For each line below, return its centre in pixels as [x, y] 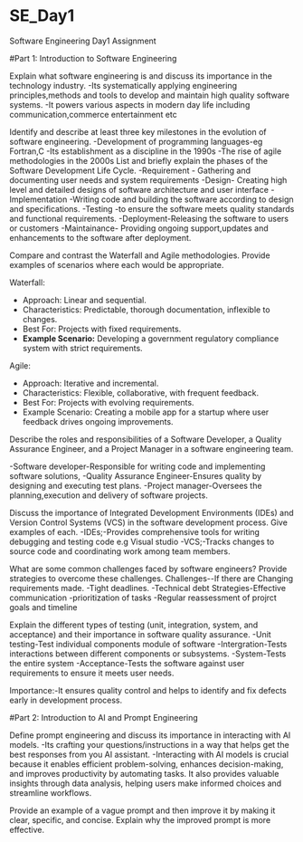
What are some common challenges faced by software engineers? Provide [148, 569]
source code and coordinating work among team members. [120, 551]
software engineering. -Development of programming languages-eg [136, 141]
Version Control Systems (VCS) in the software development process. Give [148, 522]
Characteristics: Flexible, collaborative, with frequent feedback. [141, 392]
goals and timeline [43, 607]
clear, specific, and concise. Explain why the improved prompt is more [140, 819]
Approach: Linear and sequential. [84, 300]
